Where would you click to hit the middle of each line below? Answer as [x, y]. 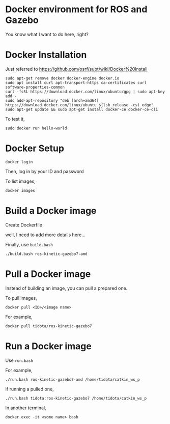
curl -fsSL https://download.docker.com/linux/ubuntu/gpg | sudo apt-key [85, 92]
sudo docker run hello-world [36, 128]
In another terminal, [26, 408]
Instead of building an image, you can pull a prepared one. [66, 288]
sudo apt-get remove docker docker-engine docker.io [62, 78]
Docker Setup [35, 148]
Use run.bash [19, 360]
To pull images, [21, 298]
